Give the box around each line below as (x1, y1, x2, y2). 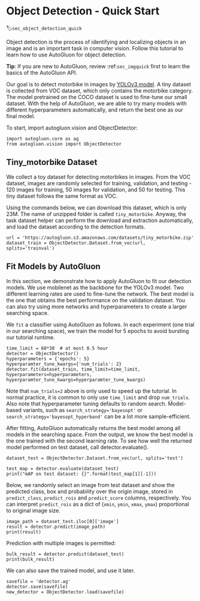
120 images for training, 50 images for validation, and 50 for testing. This (6, 186, 186, 193)
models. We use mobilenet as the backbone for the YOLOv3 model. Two (6, 284, 184, 291)
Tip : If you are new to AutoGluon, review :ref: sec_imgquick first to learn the (6, 62, 190, 70)
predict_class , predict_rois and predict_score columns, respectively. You (6, 494, 192, 501)
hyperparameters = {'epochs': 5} (6, 356, 90, 362)
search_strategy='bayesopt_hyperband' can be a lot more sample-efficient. (6, 413, 191, 420)
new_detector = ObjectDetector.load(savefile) (6, 589, 125, 595)
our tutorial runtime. (6, 333, 55, 341)
